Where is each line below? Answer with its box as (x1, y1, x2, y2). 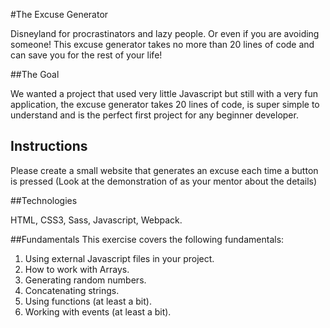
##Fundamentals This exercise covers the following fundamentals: (10, 233, 285, 245)
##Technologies (10, 194, 78, 206)
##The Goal (10, 69, 60, 80)
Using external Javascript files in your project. (24, 252, 215, 264)
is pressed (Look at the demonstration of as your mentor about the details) (10, 175, 318, 187)
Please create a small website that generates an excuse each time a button (10, 164, 319, 176)
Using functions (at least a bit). (24, 295, 152, 307)
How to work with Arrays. (24, 263, 130, 275)
